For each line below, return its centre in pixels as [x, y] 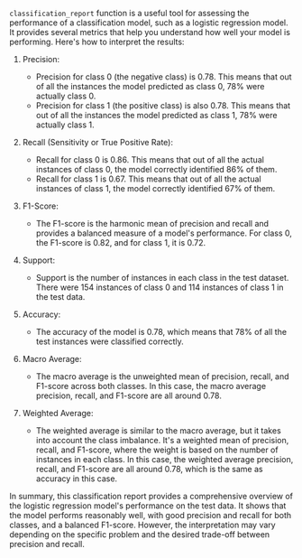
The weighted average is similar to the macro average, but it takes [158, 431]
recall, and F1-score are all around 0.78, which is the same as [149, 469]
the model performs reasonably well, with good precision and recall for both [151, 515]
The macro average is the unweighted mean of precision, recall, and [163, 377]
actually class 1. [65, 125]
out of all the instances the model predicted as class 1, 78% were [156, 115]
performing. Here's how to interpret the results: [97, 42]
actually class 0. [66, 96]
